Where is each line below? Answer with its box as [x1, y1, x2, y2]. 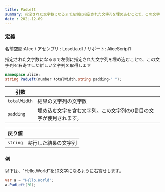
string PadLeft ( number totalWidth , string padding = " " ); [5, 77, 122, 82]
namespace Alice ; [5, 72, 41, 77]
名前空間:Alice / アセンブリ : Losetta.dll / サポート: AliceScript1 [5, 45, 131, 52]
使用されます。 [47, 115, 82, 122]
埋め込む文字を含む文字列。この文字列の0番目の [37, 107, 149, 114]
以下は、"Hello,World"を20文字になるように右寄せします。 [5, 168, 124, 174]
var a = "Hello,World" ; [5, 178, 54, 183]
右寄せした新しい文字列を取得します [18, 62, 91, 68]
